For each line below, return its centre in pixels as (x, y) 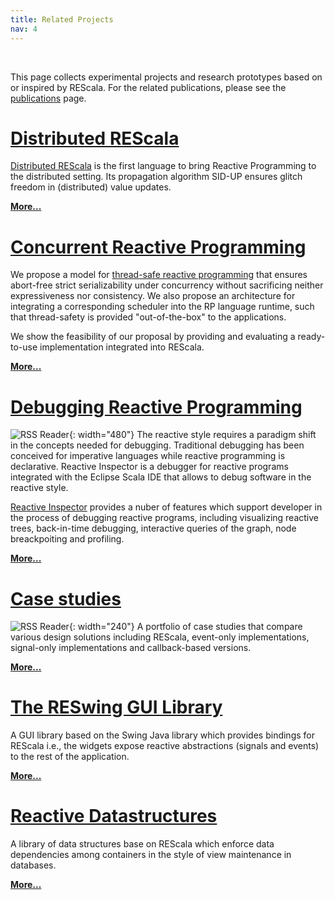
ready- (311, 337)
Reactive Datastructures (114, 816)
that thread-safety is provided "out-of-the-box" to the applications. (148, 317)
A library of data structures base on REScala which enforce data (142, 844)
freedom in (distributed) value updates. (91, 187)
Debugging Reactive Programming (156, 407)
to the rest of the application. (70, 757)
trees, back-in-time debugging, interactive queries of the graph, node (153, 528)
